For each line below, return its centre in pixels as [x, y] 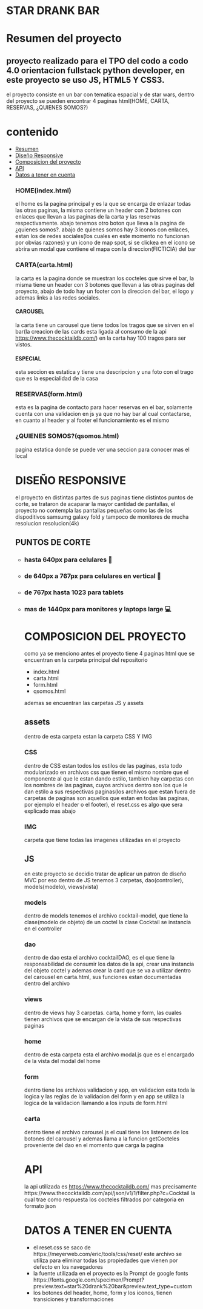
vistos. [23, 344]
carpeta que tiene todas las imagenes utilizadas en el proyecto [102, 840]
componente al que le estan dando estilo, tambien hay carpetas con [109, 778]
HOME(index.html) [43, 191]
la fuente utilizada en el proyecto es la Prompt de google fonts [111, 1273]
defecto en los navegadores [68, 1266]
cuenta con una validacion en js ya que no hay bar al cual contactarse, [103, 414]
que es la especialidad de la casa [56, 379]
